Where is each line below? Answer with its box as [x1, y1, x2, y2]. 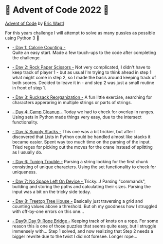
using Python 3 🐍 [5, 35, 40, 41]
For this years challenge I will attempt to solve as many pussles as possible [5, 30, 155, 35]
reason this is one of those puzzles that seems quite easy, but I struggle [12, 223, 157, 229]
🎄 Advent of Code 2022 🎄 [5, 4, 109, 16]
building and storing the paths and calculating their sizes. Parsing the [12, 183, 151, 189]
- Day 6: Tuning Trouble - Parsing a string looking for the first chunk [12, 158, 148, 164]
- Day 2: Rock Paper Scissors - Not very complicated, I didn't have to [12, 64, 151, 70]
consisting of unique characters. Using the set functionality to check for [12, 164, 157, 170]
